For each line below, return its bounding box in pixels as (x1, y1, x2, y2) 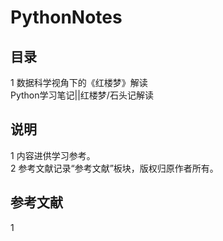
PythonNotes (10, 6, 123, 29)
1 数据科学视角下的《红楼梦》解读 (10, 77, 148, 88)
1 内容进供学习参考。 (10, 149, 96, 161)
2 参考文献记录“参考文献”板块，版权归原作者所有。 (10, 162, 219, 174)
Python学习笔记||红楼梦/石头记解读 (10, 89, 154, 101)
